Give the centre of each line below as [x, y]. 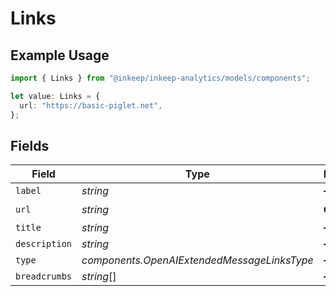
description [44, 244]
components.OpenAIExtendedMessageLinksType [197, 260]
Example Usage [60, 55]
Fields [30, 145]
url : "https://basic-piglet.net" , [91, 105]
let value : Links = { [55, 96]
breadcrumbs [44, 276]
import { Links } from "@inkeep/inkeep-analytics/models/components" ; [160, 78]
